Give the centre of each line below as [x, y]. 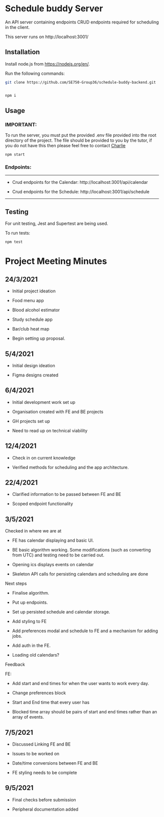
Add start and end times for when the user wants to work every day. [81, 684]
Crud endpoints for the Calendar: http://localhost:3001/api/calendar [80, 182]
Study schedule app [32, 320]
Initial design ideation [33, 365]
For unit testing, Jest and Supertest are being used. [57, 223]
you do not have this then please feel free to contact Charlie [65, 146]
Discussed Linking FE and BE [41, 744]
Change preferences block [39, 693]
